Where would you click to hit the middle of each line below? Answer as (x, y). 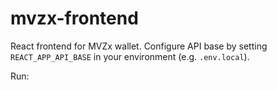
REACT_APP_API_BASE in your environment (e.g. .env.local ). (130, 56)
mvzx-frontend (74, 18)
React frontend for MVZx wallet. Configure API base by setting (139, 46)
